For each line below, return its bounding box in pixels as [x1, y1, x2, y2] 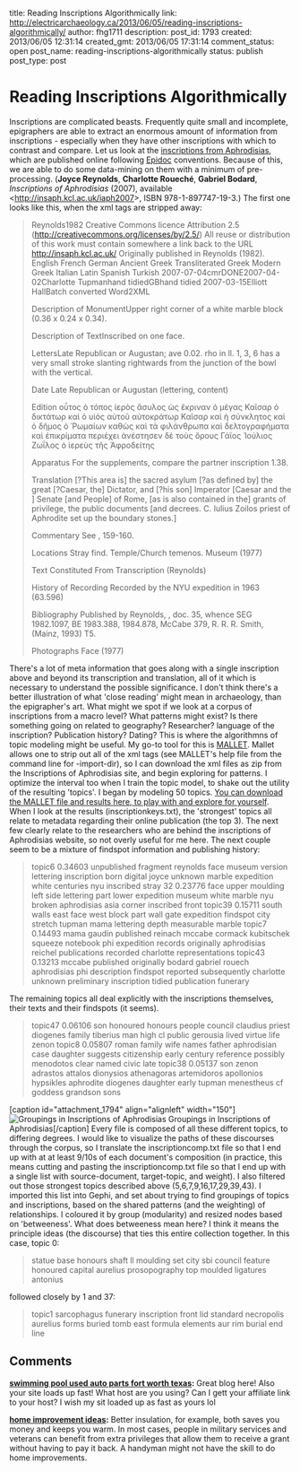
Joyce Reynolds [57, 173, 119, 184]
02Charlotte [30, 276, 76, 287]
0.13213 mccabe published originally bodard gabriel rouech [30, 956, 250, 967]
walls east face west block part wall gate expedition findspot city [30, 909, 271, 919]
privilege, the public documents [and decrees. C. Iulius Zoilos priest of [30, 502, 291, 514]
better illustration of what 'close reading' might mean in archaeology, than [9, 691, 282, 702]
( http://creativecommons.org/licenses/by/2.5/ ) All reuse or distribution [30, 229, 291, 240]
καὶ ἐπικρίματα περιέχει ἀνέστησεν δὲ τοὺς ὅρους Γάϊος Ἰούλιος [30, 430, 273, 440]
